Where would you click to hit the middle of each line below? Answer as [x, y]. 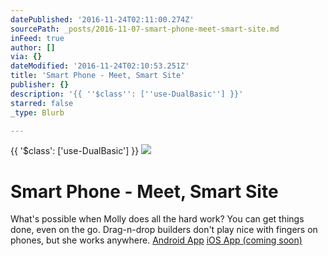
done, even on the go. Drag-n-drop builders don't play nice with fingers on [164, 230]
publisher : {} [40, 85]
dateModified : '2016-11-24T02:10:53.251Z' [100, 66]
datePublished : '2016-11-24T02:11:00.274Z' [102, 19]
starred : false [42, 103]
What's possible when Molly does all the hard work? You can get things [157, 219]
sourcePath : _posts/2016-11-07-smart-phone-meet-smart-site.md [145, 29]
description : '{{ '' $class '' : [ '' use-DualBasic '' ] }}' [127, 94]
